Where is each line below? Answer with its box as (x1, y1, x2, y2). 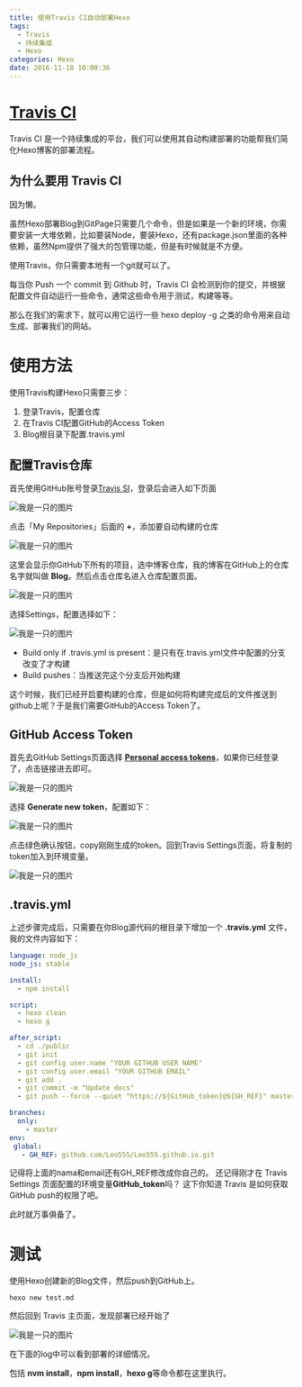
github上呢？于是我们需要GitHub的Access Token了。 (9, 700, 206, 712)
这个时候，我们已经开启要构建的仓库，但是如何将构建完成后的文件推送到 (9, 689, 277, 700)
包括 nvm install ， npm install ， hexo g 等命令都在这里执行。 (9, 1368, 232, 1379)
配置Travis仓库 (9, 457, 93, 473)
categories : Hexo (9, 55, 75, 64)
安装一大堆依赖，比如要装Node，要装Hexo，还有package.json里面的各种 (16, 229, 288, 240)
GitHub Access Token (9, 727, 133, 742)
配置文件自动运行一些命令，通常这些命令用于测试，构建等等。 (9, 290, 238, 301)
